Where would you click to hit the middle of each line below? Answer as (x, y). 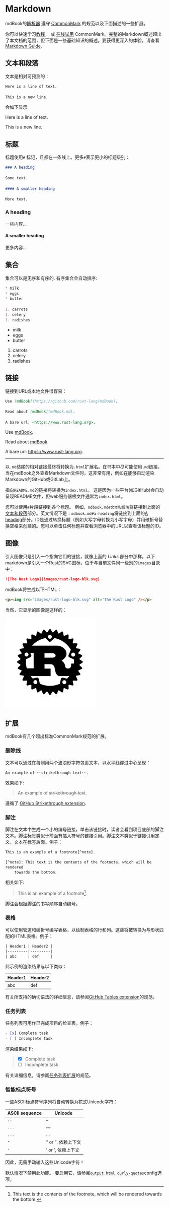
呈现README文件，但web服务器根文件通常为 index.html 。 (65, 496)
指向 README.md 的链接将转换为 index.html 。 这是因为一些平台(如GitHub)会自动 (84, 490)
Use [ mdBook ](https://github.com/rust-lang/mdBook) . (62, 401)
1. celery (16, 315)
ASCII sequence (24, 1113)
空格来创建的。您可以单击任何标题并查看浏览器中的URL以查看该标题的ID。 (87, 526)
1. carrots (17, 310)
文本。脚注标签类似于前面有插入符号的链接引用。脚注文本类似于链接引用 (80, 835)
